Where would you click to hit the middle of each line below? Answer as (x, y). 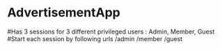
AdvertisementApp (64, 13)
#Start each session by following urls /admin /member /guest (95, 38)
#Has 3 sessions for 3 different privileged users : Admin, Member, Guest (111, 32)
